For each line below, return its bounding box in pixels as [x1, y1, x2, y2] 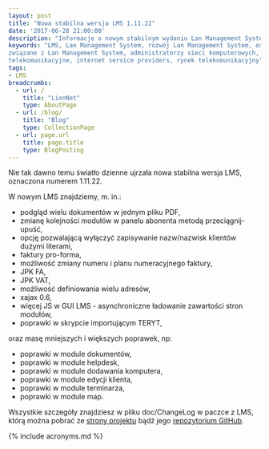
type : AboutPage [22, 101, 78, 109]
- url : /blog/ [15, 109, 62, 117]
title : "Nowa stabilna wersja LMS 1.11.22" [8, 19, 156, 27]
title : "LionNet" [22, 94, 81, 102]
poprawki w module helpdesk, [19, 358, 120, 367]
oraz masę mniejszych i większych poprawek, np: [8, 334, 172, 343]
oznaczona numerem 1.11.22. [8, 176, 102, 186]
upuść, [19, 224, 43, 234]
